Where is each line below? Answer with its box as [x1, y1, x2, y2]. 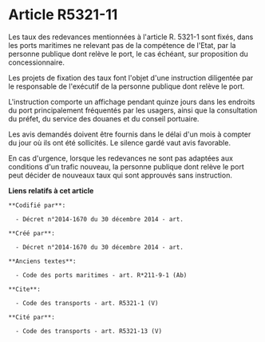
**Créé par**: [8, 229, 56, 237]
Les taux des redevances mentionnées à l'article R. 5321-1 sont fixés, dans [8, 32, 254, 42]
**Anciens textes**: [8, 257, 77, 265]
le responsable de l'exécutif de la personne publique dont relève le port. [8, 82, 245, 91]
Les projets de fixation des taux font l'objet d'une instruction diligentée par [8, 73, 254, 82]
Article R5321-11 [8, 6, 118, 24]
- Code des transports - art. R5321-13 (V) [15, 327, 162, 335]
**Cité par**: [8, 313, 56, 321]
